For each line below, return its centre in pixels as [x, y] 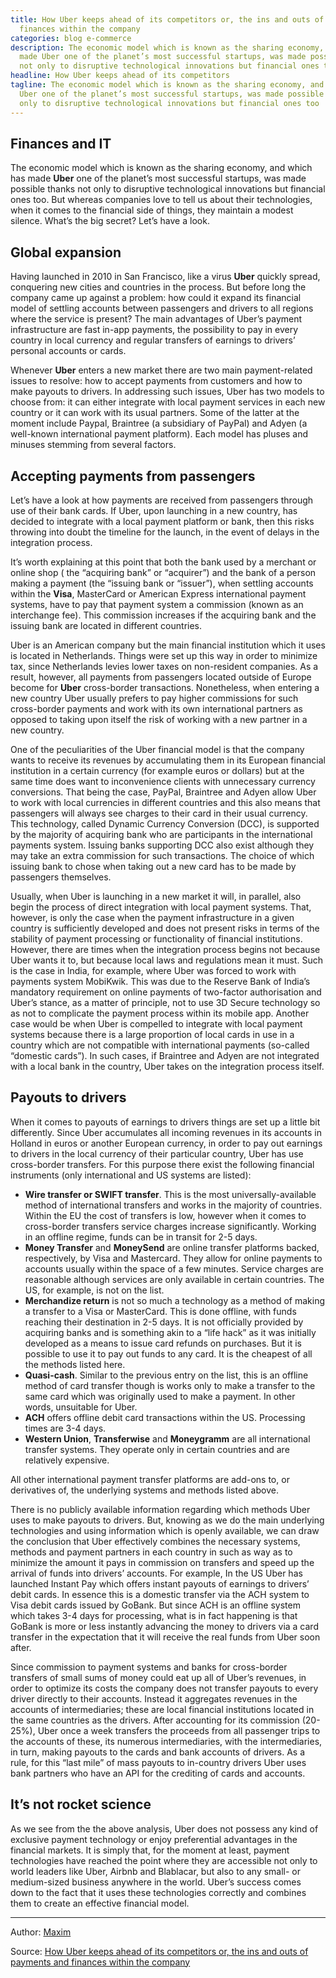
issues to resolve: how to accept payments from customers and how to [156, 381]
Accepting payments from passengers [133, 476]
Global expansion [66, 252]
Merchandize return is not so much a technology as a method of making [175, 1300]
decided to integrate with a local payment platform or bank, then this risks [162, 521]
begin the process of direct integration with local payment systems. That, [161, 907]
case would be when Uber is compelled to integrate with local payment [156, 1023]
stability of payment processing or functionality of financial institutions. [156, 938]
